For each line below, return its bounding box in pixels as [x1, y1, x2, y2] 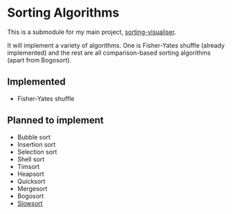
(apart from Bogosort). [7, 55, 71, 64]
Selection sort [17, 148, 57, 156]
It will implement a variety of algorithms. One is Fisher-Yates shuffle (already [7, 41, 225, 49]
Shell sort [17, 154, 45, 163]
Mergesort [17, 184, 48, 193]
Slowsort [17, 199, 43, 207]
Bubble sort [17, 133, 51, 141]
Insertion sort [17, 140, 56, 148]
